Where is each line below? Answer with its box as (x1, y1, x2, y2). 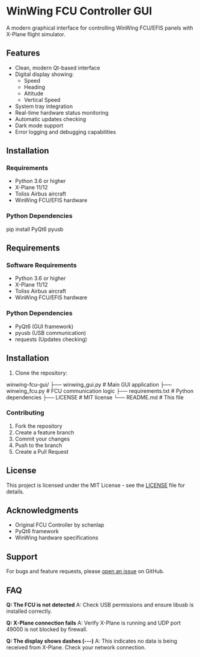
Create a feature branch (14, 428, 74, 436)
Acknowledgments (6, 506, 79, 516)
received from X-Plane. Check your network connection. (6, 644, 146, 651)
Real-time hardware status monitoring (14, 109, 109, 116)
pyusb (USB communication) (14, 329, 86, 336)
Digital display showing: (14, 71, 74, 78)
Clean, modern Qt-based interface (14, 64, 100, 71)
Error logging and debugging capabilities (14, 128, 116, 135)
